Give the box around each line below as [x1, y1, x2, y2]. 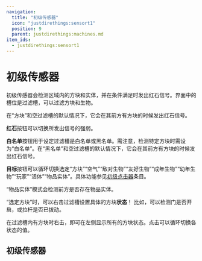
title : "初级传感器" [11, 14, 59, 20]
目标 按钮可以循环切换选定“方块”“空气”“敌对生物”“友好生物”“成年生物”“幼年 [6, 165, 191, 172]
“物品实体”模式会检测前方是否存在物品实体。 [6, 185, 117, 193]
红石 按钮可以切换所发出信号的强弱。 [6, 124, 96, 131]
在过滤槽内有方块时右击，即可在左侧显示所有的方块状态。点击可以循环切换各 [6, 218, 197, 226]
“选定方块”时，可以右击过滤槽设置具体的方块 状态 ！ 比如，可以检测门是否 [6, 198, 187, 206]
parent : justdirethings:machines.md [11, 31, 104, 37]
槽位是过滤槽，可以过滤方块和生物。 [6, 99, 96, 106]
